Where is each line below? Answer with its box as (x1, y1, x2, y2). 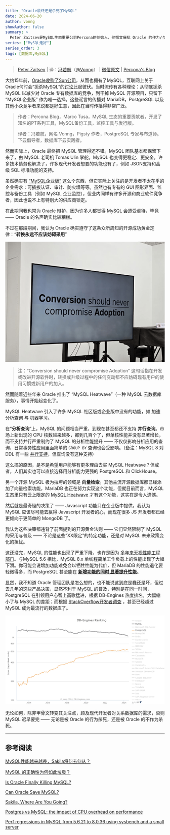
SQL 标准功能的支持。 (11, 167, 57, 173)
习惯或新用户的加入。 (22, 380, 67, 386)
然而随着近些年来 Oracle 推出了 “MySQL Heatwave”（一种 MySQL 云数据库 (5, 391, 162, 397)
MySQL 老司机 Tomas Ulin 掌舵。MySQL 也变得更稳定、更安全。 (24, 154, 158, 160)
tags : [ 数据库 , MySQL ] (5, 51, 49, 56)
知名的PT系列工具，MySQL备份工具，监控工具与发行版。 (17, 120, 137, 126)
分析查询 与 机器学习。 (5, 415, 52, 421)
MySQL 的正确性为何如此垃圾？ (5, 769, 71, 775)
